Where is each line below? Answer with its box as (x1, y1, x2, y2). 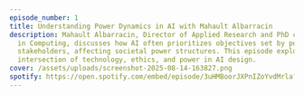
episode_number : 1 (9, 13, 79, 23)
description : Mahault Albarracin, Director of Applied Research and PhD (9, 30, 290, 39)
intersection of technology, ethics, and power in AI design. (17, 55, 257, 64)
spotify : (9, 72, 43, 81)
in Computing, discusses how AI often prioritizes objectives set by (17, 38, 285, 48)
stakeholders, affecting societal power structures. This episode (17, 47, 273, 56)
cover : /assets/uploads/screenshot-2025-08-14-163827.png (9, 64, 233, 73)
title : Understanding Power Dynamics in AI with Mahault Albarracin (9, 22, 273, 31)
